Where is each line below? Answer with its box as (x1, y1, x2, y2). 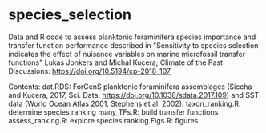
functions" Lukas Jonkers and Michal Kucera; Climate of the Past (8, 58, 223, 67)
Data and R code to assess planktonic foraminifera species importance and (8, 32, 256, 42)
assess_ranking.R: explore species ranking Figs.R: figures (8, 115, 199, 125)
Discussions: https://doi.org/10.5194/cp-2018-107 (8, 66, 171, 75)
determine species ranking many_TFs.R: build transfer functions (8, 107, 219, 117)
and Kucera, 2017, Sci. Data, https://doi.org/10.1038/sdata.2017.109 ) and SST (8, 90, 260, 99)
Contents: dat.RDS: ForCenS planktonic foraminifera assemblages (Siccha (8, 82, 252, 91)
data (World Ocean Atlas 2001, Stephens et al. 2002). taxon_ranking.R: (8, 99, 242, 108)
